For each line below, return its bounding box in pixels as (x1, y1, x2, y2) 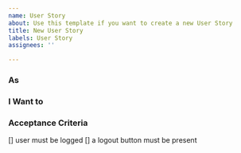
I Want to (8, 96, 44, 107)
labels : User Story (8, 33, 73, 42)
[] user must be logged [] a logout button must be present (8, 135, 197, 145)
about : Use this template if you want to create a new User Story (8, 19, 233, 27)
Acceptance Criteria (8, 117, 88, 128)
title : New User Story (8, 26, 84, 34)
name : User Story (8, 11, 66, 20)
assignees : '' (8, 41, 56, 49)
